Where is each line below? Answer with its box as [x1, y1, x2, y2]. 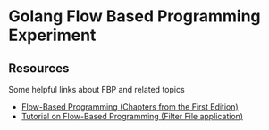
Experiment [8, 25, 97, 45]
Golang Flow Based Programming [8, 6, 261, 27]
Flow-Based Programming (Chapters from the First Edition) [21, 102, 239, 112]
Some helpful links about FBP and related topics [8, 85, 185, 94]
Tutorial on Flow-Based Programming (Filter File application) [21, 111, 243, 121]
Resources [8, 61, 70, 76]
